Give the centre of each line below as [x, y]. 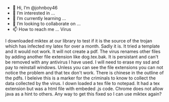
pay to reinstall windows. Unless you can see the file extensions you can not [84, 67]
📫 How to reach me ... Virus [42, 29]
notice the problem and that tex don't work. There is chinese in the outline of [84, 73]
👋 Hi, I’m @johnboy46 [35, 8]
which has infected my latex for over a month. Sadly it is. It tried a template [82, 46]
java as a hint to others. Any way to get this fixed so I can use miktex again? [83, 94]
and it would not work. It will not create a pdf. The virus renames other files [83, 51]
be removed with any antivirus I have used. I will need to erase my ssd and [82, 62]
